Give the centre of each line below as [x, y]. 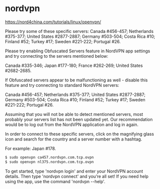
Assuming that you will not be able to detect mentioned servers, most [74, 114]
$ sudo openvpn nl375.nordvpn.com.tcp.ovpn [50, 162]
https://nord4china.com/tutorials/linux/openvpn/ [53, 22]
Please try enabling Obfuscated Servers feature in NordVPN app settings [78, 51]
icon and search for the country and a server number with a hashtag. [74, 139]
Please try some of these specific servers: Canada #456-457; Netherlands [79, 31]
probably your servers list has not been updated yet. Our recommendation [79, 119]
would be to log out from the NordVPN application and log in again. [72, 125]
